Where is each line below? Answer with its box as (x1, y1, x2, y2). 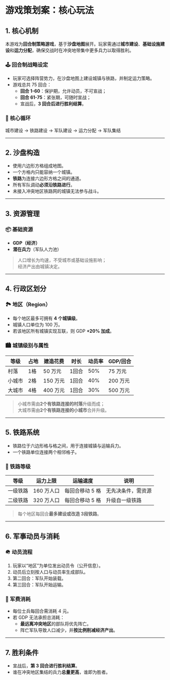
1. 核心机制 (5, 26, 39, 35)
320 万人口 (33, 497, 60, 504)
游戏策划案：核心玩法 (5, 5, 95, 16)
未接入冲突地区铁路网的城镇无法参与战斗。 (12, 188, 102, 194)
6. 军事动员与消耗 (5, 532, 60, 541)
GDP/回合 (108, 358, 132, 365)
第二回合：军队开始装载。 (12, 575, 66, 581)
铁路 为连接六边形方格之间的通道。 (12, 175, 84, 182)
